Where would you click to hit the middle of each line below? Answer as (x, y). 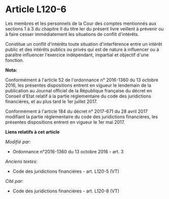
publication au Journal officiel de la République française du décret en (79, 90)
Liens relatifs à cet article (32, 132)
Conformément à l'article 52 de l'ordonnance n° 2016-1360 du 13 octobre (82, 80)
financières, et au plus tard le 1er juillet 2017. (51, 101)
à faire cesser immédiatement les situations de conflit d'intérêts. (72, 34)
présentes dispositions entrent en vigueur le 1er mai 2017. (65, 122)
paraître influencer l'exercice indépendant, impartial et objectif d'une (77, 55)
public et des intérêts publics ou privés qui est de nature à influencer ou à (82, 49)
